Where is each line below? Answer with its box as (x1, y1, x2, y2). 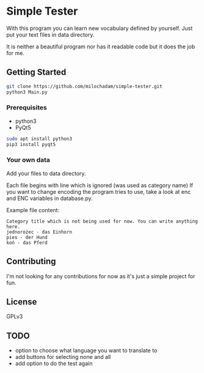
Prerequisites (6, 103, 47, 112)
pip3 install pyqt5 (6, 141, 56, 147)
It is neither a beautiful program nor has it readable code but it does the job (6, 43, 195, 50)
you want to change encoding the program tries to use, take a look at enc (6, 188, 191, 195)
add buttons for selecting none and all (15, 353, 111, 361)
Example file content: (6, 206, 60, 213)
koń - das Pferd (6, 240, 48, 246)
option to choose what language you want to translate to (15, 347, 158, 354)
